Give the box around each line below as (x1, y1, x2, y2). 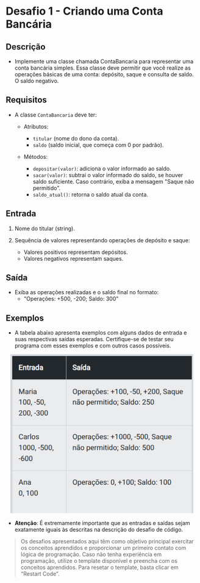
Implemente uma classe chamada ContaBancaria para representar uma (14, 58, 194, 65)
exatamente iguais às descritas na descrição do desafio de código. (14, 526, 184, 534)
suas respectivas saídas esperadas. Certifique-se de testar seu (14, 336, 174, 343)
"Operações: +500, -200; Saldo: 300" (23, 295, 119, 303)
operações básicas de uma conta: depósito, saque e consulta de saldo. (14, 71, 195, 78)
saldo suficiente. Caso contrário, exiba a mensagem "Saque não (32, 178, 195, 185)
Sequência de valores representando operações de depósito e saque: (14, 236, 190, 244)
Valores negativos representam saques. (23, 255, 124, 262)
